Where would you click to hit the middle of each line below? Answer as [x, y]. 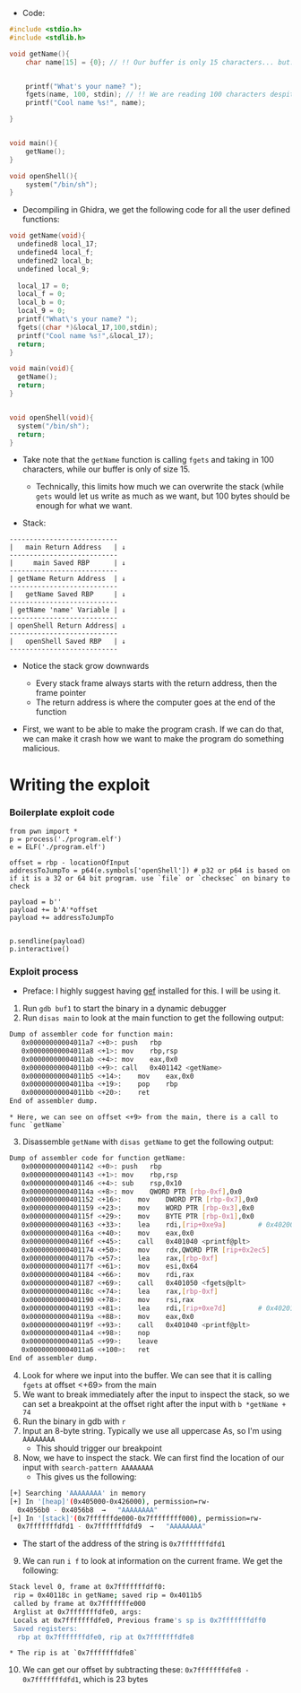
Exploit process [44, 971]
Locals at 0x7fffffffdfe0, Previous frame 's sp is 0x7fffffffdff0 [140, 1620]
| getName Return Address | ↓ [68, 579]
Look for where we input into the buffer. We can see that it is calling [146, 1375]
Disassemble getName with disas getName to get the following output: [148, 1142]
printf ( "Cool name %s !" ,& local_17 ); [86, 335]
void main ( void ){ [42, 369]
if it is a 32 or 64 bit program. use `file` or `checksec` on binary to [150, 878]
